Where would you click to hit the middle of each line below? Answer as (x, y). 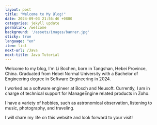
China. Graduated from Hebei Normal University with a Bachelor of (71, 74)
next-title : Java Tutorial (32, 55)
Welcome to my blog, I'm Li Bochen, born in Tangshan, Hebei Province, (76, 69)
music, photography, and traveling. (40, 108)
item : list (16, 46)
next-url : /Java (21, 50)
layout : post (18, 9)
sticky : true (18, 37)
